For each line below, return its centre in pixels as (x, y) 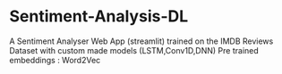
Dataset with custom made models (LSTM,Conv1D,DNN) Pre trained (134, 50)
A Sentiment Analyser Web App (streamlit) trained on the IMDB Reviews (141, 41)
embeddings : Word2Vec (55, 60)
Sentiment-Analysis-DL (99, 16)
